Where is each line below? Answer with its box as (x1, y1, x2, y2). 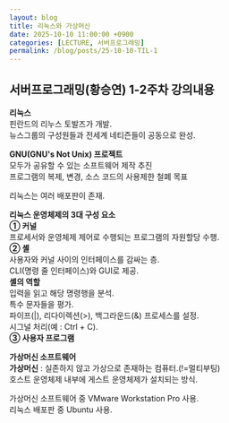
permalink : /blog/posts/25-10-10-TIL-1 (9, 47, 158, 56)
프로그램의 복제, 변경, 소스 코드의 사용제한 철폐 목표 (9, 171, 188, 182)
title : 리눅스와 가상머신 (9, 22, 91, 30)
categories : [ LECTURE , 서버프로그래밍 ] (9, 38, 145, 47)
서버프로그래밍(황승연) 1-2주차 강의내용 (9, 82, 215, 97)
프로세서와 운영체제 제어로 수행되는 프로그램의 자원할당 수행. (9, 231, 220, 242)
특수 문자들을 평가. (9, 298, 74, 309)
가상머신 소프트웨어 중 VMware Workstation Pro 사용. (9, 393, 199, 403)
